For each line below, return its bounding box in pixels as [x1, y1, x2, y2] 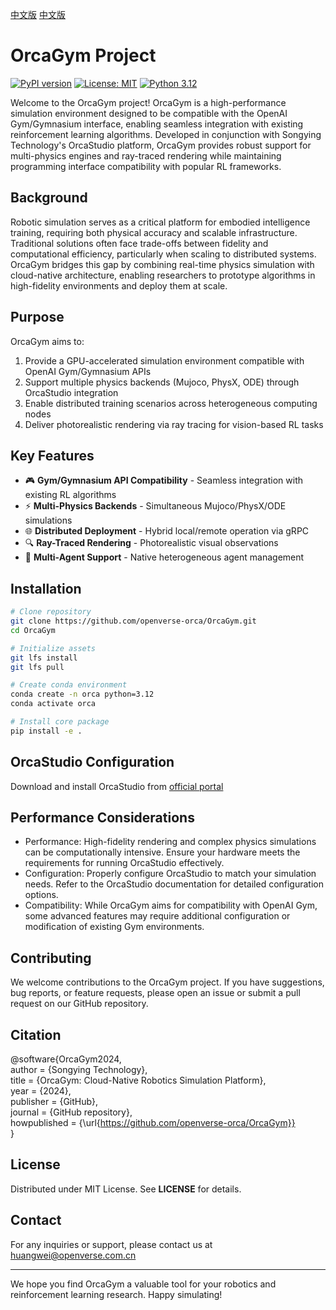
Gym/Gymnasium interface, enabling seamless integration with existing [10, 118, 304, 130]
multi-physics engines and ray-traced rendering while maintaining [10, 149, 282, 162]
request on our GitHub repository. [10, 998, 149, 1010]
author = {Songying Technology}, [10, 1064, 148, 1076]
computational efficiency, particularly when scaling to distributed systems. [10, 248, 317, 260]
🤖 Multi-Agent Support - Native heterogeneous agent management [24, 551, 305, 563]
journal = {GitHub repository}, [10, 1106, 133, 1118]
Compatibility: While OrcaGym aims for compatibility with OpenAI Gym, [24, 899, 318, 912]
